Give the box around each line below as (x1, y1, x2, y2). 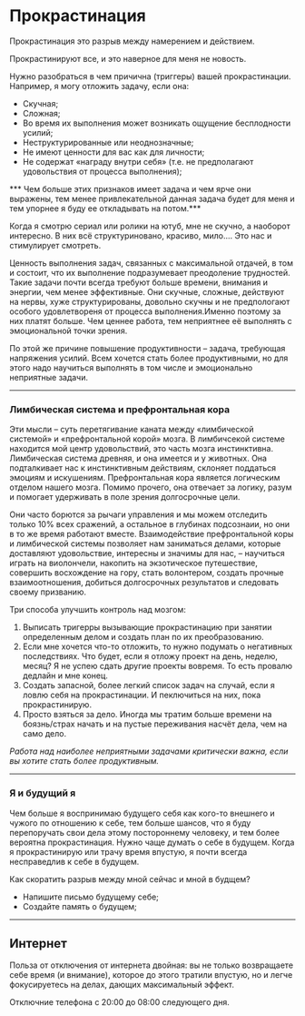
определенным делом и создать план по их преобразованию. (22, 632, 265, 643)
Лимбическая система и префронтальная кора (9, 402, 230, 415)
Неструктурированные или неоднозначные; (22, 137, 194, 147)
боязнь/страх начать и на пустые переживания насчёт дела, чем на (22, 718, 288, 729)
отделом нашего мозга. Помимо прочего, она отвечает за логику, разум (9, 482, 292, 493)
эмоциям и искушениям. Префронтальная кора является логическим (9, 472, 280, 483)
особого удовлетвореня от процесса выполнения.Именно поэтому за (9, 306, 281, 317)
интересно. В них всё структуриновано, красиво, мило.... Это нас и (9, 229, 272, 241)
